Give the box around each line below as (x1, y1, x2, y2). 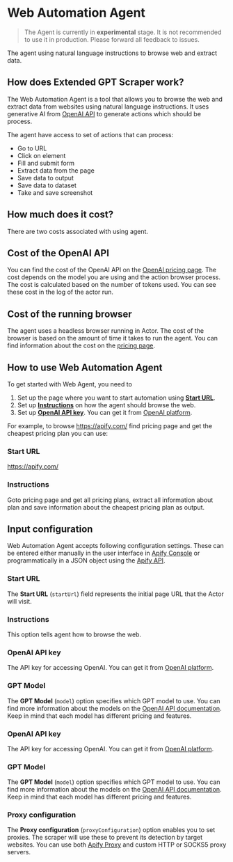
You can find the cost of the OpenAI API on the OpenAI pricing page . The (7, 266, 217, 274)
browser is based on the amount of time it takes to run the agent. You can (7, 334, 218, 343)
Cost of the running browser (7, 308, 132, 320)
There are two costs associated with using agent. (7, 227, 148, 235)
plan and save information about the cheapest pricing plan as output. (7, 503, 205, 511)
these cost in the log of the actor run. (7, 288, 113, 297)
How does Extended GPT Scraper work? (7, 77, 184, 88)
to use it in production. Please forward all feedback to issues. (24, 35, 200, 43)
